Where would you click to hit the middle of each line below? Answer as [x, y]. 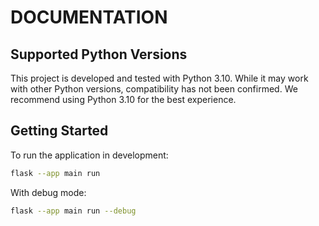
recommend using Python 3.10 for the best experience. [123, 99]
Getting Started [59, 131]
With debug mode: [48, 192]
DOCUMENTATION [89, 17]
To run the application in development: [89, 155]
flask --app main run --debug [73, 211]
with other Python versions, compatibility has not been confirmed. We [154, 89]
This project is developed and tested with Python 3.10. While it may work [159, 78]
